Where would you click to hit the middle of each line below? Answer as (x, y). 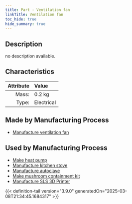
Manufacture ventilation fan (41, 132)
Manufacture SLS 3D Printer (41, 181)
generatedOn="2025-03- (101, 191)
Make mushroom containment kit (46, 176)
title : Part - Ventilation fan (38, 10)
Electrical (45, 102)
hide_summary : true (25, 24)
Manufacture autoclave (36, 170)
